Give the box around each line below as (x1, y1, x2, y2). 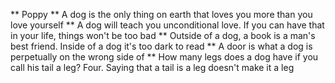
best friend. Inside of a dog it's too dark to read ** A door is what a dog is (10, 40, 313, 52)
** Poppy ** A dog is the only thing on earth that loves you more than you (10, 9, 313, 20)
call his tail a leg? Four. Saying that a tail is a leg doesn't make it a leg (10, 62, 295, 73)
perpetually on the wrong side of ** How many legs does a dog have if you (10, 51, 319, 63)
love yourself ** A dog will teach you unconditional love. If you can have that (10, 19, 325, 31)
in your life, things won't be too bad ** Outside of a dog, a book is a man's (10, 30, 316, 41)
